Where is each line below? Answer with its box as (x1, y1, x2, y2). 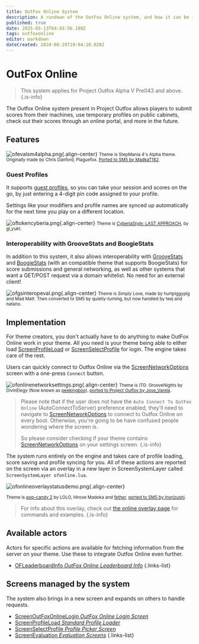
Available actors (6, 528, 68, 538)
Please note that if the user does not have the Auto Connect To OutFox (20, 398, 192, 405)
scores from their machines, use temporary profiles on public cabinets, (6, 111, 179, 118)
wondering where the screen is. (20, 423, 98, 430)
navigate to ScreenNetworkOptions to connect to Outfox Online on (20, 411, 183, 418)
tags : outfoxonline (6, 31, 54, 37)
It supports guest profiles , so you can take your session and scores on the (6, 183, 187, 191)
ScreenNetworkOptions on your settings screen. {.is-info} (20, 441, 162, 448)
